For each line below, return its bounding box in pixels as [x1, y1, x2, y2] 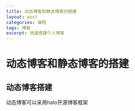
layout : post [6, 14, 38, 20]
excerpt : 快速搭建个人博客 [6, 30, 65, 36]
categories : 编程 [6, 19, 47, 25]
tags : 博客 [6, 25, 31, 31]
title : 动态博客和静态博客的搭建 [6, 8, 77, 15]
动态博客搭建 [6, 82, 53, 92]
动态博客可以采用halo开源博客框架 [6, 99, 88, 106]
